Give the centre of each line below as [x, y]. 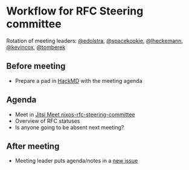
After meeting [33, 146]
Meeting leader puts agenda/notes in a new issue [76, 161]
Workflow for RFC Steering [75, 11]
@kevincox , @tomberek [36, 47]
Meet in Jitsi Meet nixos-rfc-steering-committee [75, 114]
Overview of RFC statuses [47, 121]
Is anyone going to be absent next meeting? [69, 127]
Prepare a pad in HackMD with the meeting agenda [79, 80]
